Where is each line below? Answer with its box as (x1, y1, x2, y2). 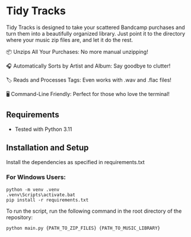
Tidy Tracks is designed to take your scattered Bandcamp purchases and (6, 24, 185, 31)
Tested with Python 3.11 (14, 126, 72, 133)
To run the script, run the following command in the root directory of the (6, 207, 182, 214)
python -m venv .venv (6, 187, 60, 193)
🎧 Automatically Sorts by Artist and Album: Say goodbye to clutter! (6, 62, 171, 69)
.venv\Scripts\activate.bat (6, 191, 76, 198)
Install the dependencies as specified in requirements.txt (6, 158, 145, 165)
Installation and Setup (6, 143, 89, 153)
